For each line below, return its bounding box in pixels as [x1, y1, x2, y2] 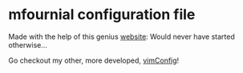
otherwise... [8, 40, 48, 49]
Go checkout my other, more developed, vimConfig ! [8, 56, 180, 65]
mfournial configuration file [8, 6, 196, 24]
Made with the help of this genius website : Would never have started [8, 32, 235, 41]
